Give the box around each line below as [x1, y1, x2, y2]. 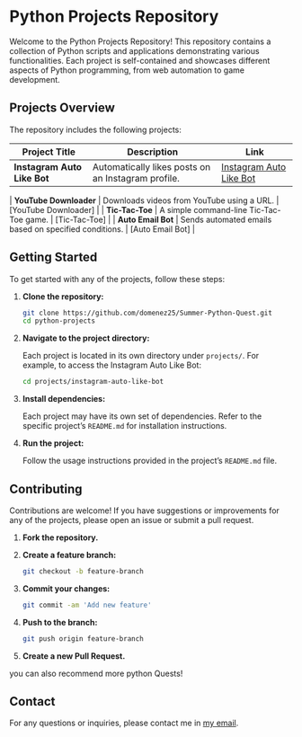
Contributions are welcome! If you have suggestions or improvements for [9, 505, 280, 516]
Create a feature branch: [22, 550, 117, 560]
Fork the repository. [22, 532, 99, 543]
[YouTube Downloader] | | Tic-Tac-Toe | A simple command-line [9, 204, 248, 215]
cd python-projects [22, 316, 96, 325]
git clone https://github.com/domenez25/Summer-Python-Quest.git [22, 308, 272, 317]
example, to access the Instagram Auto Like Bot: [22, 360, 202, 370]
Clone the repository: [22, 290, 104, 302]
